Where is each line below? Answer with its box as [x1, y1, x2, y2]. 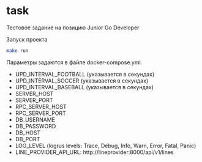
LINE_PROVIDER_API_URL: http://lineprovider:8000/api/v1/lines [15, 148, 174, 156]
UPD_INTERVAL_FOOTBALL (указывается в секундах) [15, 70, 155, 78]
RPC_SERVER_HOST [15, 103, 67, 110]
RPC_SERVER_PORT [15, 109, 66, 117]
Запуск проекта [6, 35, 48, 43]
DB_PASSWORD [15, 122, 56, 130]
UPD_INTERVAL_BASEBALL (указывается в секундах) [15, 83, 154, 90]
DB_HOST [15, 129, 41, 136]
